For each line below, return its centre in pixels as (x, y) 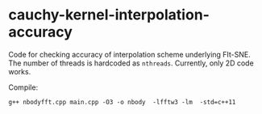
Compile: (23, 87)
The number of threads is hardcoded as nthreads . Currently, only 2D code (131, 63)
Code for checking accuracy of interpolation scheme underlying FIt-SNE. (130, 54)
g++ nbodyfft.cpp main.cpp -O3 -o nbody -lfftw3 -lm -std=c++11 (122, 102)
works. (20, 71)
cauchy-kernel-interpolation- (109, 15)
